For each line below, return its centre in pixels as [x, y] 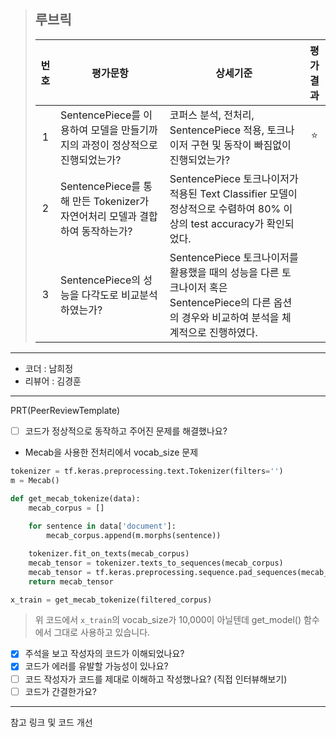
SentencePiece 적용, [217, 130]
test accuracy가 [227, 223]
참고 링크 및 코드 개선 [51, 722]
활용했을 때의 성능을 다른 [224, 272]
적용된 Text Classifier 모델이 [233, 193]
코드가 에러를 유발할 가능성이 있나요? [96, 666]
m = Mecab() [35, 480]
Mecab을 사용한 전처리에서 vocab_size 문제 [111, 452]
